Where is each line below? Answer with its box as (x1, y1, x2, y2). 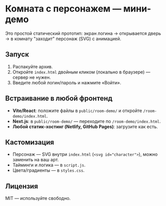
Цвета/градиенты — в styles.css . (12, 167, 85, 173)
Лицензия (5, 182, 38, 190)
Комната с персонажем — (5, 3, 122, 15)
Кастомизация (5, 138, 54, 146)
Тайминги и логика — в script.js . (12, 162, 86, 168)
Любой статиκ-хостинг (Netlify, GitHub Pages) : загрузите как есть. (12, 124, 158, 130)
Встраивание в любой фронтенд (5, 94, 113, 103)
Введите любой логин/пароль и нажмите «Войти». (12, 79, 122, 85)
